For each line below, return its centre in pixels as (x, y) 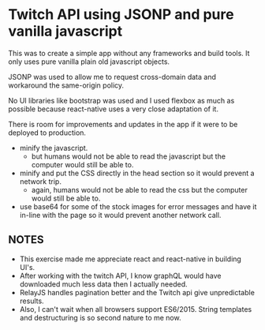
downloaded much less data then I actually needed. (103, 284)
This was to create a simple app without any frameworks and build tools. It (129, 53)
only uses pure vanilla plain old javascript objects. (89, 62)
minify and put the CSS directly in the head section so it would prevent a (137, 173)
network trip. (40, 181)
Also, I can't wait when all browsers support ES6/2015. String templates (136, 309)
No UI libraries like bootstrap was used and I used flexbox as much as (121, 100)
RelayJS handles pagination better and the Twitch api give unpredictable (137, 292)
